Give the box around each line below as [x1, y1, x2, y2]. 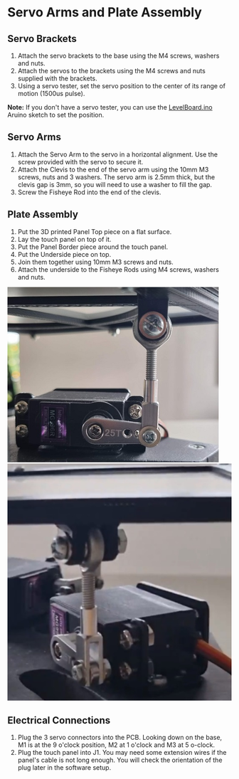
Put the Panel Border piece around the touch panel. [17, 243, 169, 251]
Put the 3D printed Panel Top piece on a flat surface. [17, 227, 172, 235]
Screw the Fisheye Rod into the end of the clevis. [17, 188, 161, 196]
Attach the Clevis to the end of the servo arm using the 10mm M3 [17, 165, 209, 174]
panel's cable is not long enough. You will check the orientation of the [17, 756, 223, 765]
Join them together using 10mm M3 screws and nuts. [17, 258, 174, 266]
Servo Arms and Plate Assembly [7, 4, 203, 21]
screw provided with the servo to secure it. [17, 157, 144, 166]
